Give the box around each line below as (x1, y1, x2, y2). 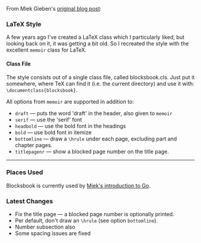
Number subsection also (14, 223, 76, 230)
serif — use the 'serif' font (14, 116, 83, 123)
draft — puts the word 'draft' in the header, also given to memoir (14, 109, 173, 116)
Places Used (6, 168, 44, 176)
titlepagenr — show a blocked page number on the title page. (14, 148, 169, 155)
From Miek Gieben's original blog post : (6, 5, 102, 12)
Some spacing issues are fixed (14, 230, 91, 237)
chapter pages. (14, 141, 53, 149)
